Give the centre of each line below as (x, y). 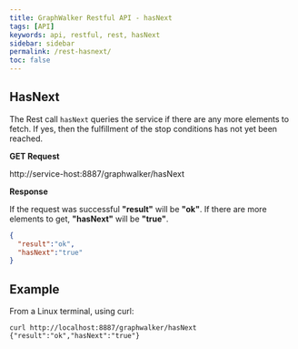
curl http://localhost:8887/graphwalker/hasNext (103, 328)
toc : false (30, 60)
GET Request (35, 156)
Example (35, 289)
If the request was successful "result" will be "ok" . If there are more (138, 209)
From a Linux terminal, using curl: (72, 312)
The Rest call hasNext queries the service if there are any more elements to (149, 118)
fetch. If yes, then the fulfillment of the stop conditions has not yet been (144, 128)
